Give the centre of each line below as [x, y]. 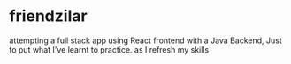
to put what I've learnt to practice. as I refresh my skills [109, 49]
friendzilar [48, 16]
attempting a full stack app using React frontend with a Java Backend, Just [145, 40]
